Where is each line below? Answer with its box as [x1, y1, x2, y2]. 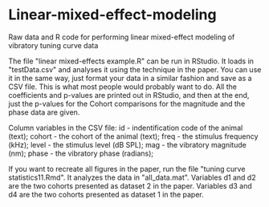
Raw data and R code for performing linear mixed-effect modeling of [8, 32, 235, 42]
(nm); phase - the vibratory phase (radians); [8, 148, 154, 158]
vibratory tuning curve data [8, 40, 99, 50]
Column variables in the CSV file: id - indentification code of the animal [8, 123, 243, 132]
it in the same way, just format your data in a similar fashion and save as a [8, 73, 252, 83]
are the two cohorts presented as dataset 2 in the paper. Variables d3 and [8, 181, 253, 190]
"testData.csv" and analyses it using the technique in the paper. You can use [8, 64, 262, 74]
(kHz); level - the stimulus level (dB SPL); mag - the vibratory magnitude [8, 140, 247, 149]
